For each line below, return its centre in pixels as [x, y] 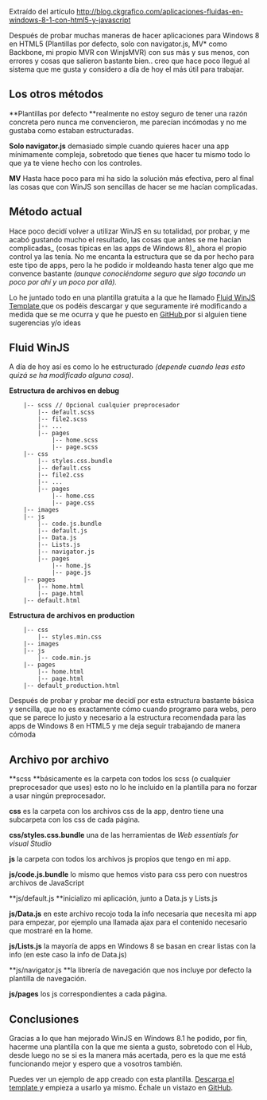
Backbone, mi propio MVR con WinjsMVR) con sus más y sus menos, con [129, 52]
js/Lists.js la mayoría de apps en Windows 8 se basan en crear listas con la [133, 946]
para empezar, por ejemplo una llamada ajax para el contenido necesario [128, 922]
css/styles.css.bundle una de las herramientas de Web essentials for [124, 835]
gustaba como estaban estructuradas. [72, 130]
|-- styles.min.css [70, 637]
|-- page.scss [75, 447]
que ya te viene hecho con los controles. [75, 163]
